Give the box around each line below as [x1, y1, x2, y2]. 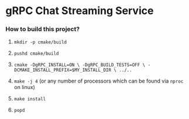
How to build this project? [5, 25, 80, 33]
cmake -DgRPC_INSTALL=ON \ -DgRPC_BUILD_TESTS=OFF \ [13, 62, 146, 68]
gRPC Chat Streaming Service [5, 4, 154, 18]
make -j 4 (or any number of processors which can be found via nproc [13, 77, 184, 84]
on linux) [13, 84, 36, 91]
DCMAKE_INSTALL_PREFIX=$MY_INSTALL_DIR [13, 67, 112, 73]
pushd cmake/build [13, 51, 59, 57]
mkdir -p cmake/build [13, 39, 67, 45]
